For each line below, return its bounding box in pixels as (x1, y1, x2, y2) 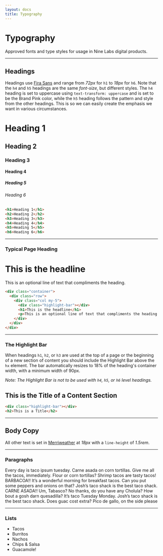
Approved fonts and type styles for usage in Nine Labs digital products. (5, 49, 148, 54)
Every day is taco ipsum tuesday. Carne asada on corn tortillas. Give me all (5, 467, 154, 473)
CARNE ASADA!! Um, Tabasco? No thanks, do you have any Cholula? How (5, 488, 153, 493)
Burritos (12, 531, 28, 537)
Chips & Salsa (12, 541, 40, 547)
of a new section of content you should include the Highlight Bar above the (5, 357, 155, 363)
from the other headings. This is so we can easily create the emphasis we (5, 101, 152, 107)
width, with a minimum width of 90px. (5, 368, 81, 374)
